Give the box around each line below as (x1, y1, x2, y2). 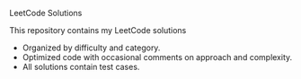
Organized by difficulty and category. (22, 42, 161, 53)
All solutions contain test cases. (22, 62, 140, 72)
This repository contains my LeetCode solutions (9, 25, 187, 35)
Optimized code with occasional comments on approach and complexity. (22, 52, 293, 62)
